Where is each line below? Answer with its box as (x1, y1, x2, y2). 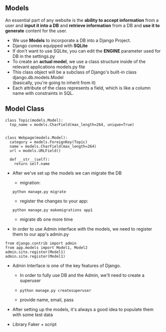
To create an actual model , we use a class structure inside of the (12, 58, 146, 64)
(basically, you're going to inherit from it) (12, 80, 96, 85)
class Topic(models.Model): (5, 118, 64, 123)
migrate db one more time (19, 216, 73, 222)
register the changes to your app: (19, 198, 88, 204)
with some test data (12, 312, 53, 318)
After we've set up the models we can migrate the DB (12, 170, 122, 176)
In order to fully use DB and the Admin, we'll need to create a (19, 272, 145, 278)
